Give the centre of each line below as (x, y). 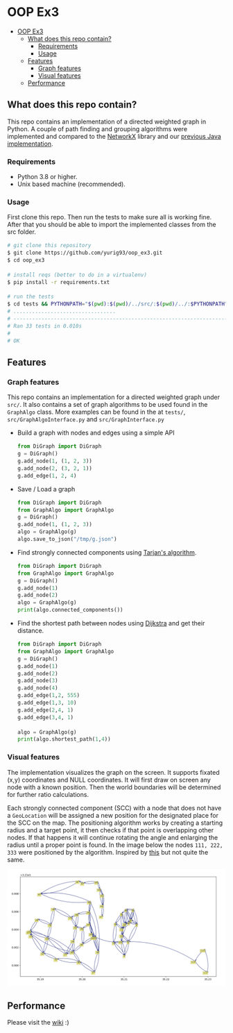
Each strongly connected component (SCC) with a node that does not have (114, 808)
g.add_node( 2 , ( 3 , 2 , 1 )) (54, 468)
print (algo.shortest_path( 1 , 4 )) (64, 739)
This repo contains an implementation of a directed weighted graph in (107, 121)
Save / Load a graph (46, 489)
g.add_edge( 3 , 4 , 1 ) (45, 717)
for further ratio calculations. (48, 794)
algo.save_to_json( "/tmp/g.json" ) (67, 539)
